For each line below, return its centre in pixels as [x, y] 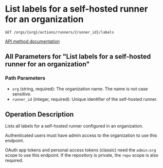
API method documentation [32, 41]
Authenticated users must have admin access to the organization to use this [81, 135]
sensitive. [22, 94]
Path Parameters [25, 78]
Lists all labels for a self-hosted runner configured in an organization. [74, 126]
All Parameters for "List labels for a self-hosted [78, 57]
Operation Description [39, 115]
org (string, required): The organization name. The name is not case [80, 89]
